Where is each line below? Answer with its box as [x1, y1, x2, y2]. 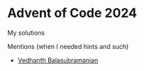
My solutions [7, 28, 45, 37]
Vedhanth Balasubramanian [17, 55, 99, 65]
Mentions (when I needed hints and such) [7, 42, 129, 50]
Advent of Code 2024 [7, 5, 137, 21]
